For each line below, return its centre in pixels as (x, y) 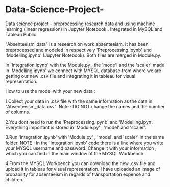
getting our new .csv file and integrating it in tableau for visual (70, 76)
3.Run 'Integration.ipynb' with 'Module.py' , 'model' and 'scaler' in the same (85, 137)
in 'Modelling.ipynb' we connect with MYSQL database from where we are (83, 71)
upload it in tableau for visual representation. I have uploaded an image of (83, 169)
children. (15, 179)
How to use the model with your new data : (50, 91)
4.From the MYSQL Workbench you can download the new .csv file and (80, 163)
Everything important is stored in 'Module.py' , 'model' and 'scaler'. (76, 127)
